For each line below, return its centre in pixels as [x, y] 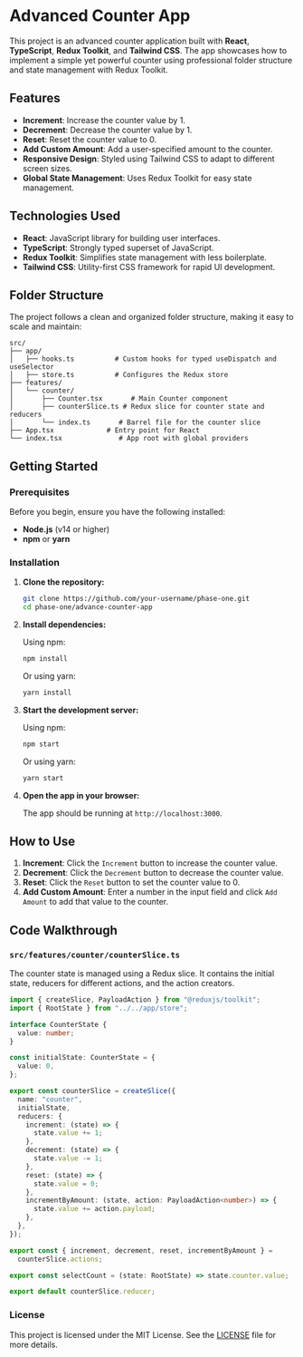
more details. [34, 1344]
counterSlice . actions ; [60, 1259]
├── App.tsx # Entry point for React [105, 431]
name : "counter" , [50, 1099]
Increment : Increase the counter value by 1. [104, 120]
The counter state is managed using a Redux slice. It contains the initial [142, 974]
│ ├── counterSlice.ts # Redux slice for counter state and [137, 407]
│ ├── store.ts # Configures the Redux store [119, 375]
